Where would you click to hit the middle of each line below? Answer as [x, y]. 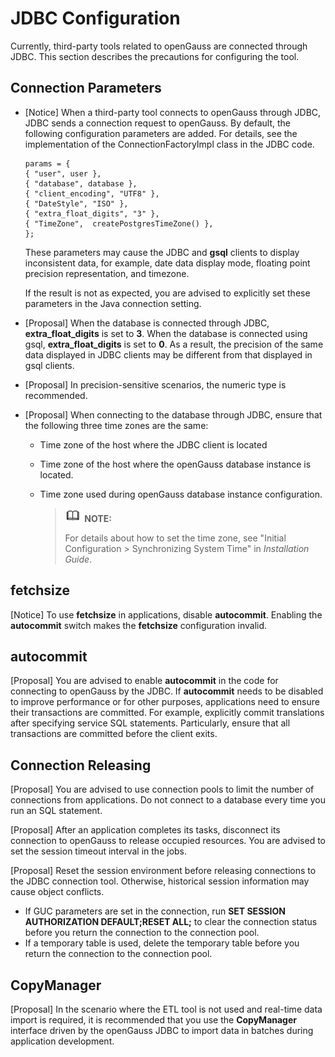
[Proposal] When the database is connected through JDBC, [147, 323]
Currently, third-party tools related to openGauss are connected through [159, 46]
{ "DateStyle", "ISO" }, [76, 203]
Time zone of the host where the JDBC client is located [153, 444]
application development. [62, 1041]
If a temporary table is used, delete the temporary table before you [162, 943]
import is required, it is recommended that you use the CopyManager [154, 1020]
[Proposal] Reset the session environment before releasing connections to [163, 871]
